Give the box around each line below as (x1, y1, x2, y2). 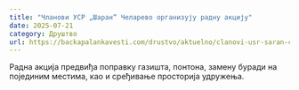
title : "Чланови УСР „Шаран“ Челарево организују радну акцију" (9, 12, 253, 22)
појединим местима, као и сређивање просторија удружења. (9, 71, 245, 82)
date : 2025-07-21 (9, 21, 74, 30)
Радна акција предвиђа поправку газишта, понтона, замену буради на (9, 62, 278, 72)
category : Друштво (9, 29, 77, 38)
